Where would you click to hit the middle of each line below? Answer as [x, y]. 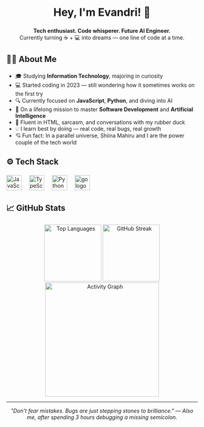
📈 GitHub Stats [36, 208]
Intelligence [30, 116]
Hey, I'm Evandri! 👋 [102, 12]
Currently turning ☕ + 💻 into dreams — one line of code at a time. [102, 38]
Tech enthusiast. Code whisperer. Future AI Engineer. [102, 31]
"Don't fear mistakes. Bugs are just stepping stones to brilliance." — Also [102, 411]
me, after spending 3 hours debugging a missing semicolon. [102, 417]
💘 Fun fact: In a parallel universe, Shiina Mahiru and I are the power [100, 135]
